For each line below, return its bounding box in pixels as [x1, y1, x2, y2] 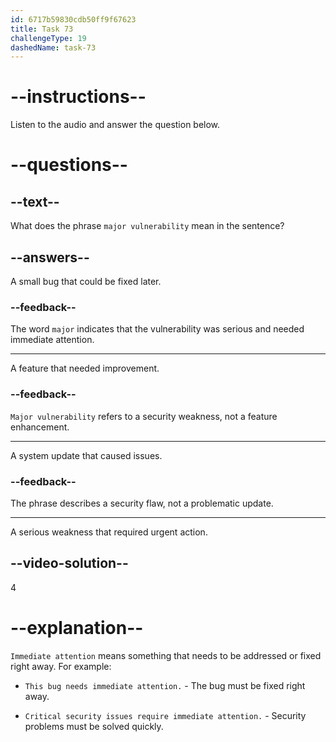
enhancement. [10, 421, 70, 433]
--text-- [10, 193, 60, 210]
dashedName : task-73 [10, 42, 97, 53]
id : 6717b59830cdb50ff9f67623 [10, 14, 137, 25]
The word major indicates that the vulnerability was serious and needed [10, 323, 305, 335]
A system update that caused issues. [10, 449, 163, 461]
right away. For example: [10, 660, 112, 672]
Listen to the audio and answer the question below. [10, 119, 221, 131]
